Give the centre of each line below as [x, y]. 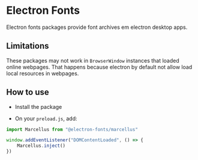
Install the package [38, 106]
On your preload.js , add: [46, 118]
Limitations [28, 46]
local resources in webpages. [43, 73]
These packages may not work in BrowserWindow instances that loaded [93, 60]
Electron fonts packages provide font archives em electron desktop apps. [97, 27]
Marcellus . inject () [41, 146]
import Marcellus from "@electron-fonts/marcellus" [72, 129]
